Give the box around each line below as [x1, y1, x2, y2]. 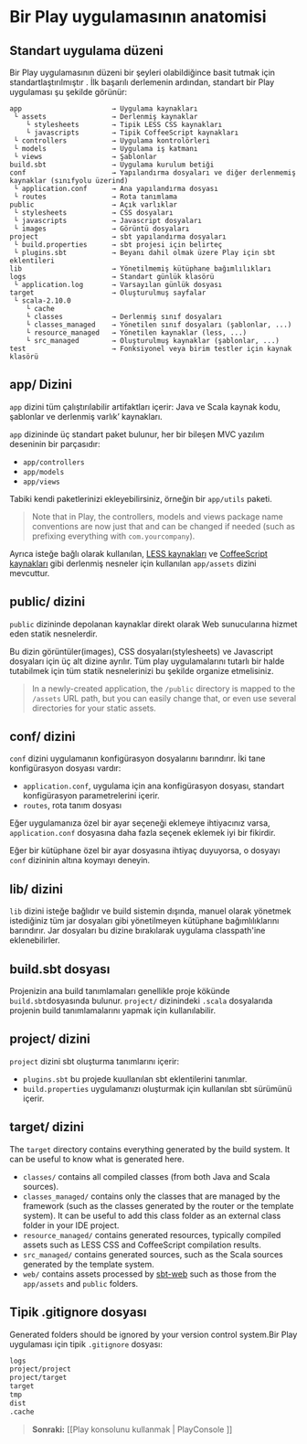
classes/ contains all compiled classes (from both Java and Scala [22, 1171, 270, 1182]
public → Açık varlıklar [9, 200, 178, 209]
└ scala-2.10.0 [13, 296, 71, 305]
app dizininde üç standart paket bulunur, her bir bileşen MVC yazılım [9, 428, 265, 440]
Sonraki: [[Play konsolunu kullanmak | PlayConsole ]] [31, 1424, 233, 1435]
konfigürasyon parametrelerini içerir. [22, 790, 160, 801]
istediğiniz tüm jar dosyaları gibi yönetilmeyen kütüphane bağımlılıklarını [9, 915, 280, 926]
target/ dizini [9, 1119, 85, 1135]
